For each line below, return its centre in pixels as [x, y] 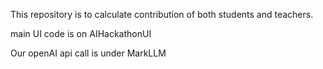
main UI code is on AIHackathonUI [81, 33]
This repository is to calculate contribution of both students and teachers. [162, 14]
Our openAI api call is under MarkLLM [88, 53]
